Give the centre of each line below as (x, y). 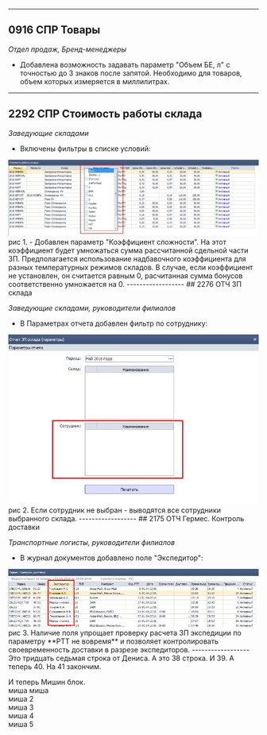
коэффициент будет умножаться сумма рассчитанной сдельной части (128, 250)
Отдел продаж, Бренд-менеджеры (68, 49)
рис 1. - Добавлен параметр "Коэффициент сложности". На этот (117, 242)
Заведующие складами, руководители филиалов (92, 308)
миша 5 (21, 724)
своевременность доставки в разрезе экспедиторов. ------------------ (129, 649)
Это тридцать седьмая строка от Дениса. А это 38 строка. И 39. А (121, 658)
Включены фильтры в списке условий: (85, 149)
